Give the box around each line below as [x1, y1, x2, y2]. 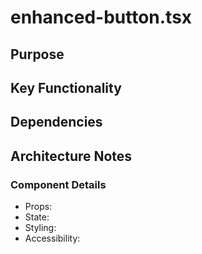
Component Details [10, 177, 107, 191]
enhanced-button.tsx [10, 6, 193, 29]
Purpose [10, 46, 65, 63]
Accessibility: [24, 232, 81, 245]
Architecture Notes [10, 147, 133, 165]
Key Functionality [10, 79, 122, 96]
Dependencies [10, 114, 103, 131]
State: [24, 211, 50, 223]
